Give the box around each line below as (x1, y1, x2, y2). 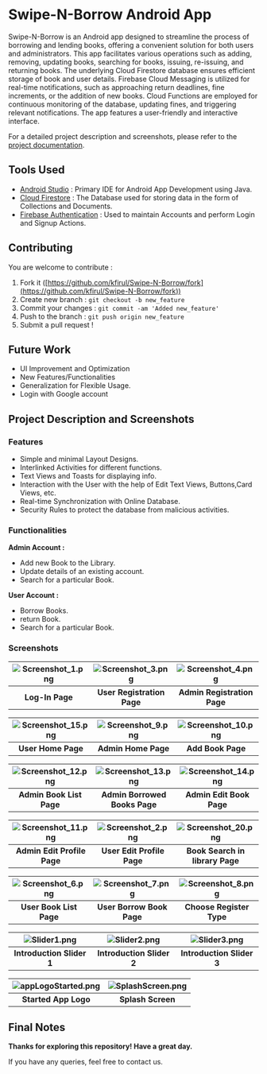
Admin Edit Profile (15, 845, 86, 856)
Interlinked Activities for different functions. (19, 463, 163, 472)
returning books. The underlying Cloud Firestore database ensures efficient (8, 65, 256, 75)
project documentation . (8, 140, 85, 149)
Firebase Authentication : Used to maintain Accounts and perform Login (19, 209, 256, 219)
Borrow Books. (19, 606, 69, 615)
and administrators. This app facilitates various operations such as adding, (8, 48, 253, 58)
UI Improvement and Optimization (19, 364, 130, 374)
